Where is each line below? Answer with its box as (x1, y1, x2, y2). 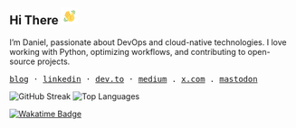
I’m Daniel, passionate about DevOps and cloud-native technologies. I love (9, 36, 287, 48)
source (9, 56, 36, 67)
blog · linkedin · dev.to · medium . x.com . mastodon (9, 74, 258, 84)
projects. (37, 56, 71, 67)
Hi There (9, 13, 59, 28)
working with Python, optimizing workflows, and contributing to (9, 46, 246, 57)
